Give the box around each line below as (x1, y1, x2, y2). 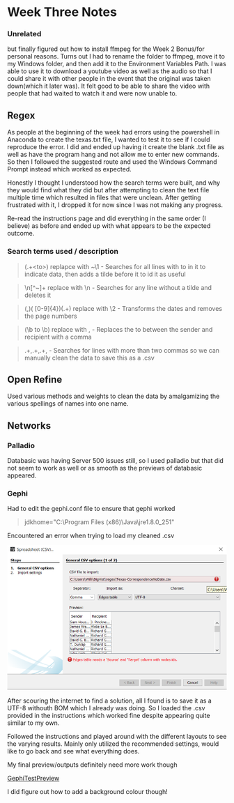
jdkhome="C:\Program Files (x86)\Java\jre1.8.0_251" (24, 518, 175, 526)
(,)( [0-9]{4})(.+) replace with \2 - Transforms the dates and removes (24, 304, 223, 312)
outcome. (7, 229, 35, 238)
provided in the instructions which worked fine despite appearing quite (7, 712, 210, 720)
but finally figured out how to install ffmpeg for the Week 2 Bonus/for (7, 45, 205, 53)
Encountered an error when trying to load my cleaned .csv (7, 531, 175, 540)
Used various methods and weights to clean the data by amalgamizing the (7, 392, 220, 401)
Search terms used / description (7, 247, 118, 257)
